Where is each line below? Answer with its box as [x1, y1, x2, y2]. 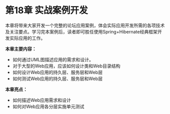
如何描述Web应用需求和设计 [12, 97, 71, 103]
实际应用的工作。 [9, 35, 46, 41]
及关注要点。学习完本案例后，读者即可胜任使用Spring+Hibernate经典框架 [5, 28, 158, 34]
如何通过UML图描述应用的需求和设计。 [12, 56, 94, 62]
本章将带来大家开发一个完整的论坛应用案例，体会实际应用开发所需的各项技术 [5, 22, 165, 28]
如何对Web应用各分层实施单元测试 [12, 103, 84, 109]
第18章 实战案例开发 [5, 5, 88, 16]
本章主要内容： [5, 46, 36, 52]
